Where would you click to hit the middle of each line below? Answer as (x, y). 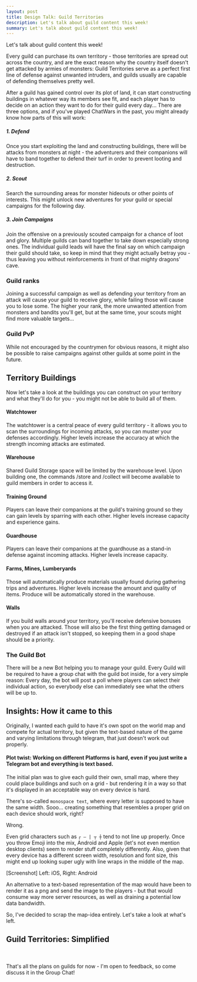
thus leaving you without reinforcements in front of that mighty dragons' (94, 260)
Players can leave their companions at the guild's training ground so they (95, 510)
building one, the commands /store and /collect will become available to (93, 477)
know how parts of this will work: (46, 118)
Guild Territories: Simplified (58, 939)
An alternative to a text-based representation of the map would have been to (99, 885)
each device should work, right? (45, 814)
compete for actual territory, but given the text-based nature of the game (94, 731)
